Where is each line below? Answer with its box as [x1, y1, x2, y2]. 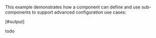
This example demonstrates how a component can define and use [5, 4, 141, 10]
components [5, 9, 31, 15]
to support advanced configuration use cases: [32, 9, 127, 15]
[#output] [5, 19, 25, 24]
